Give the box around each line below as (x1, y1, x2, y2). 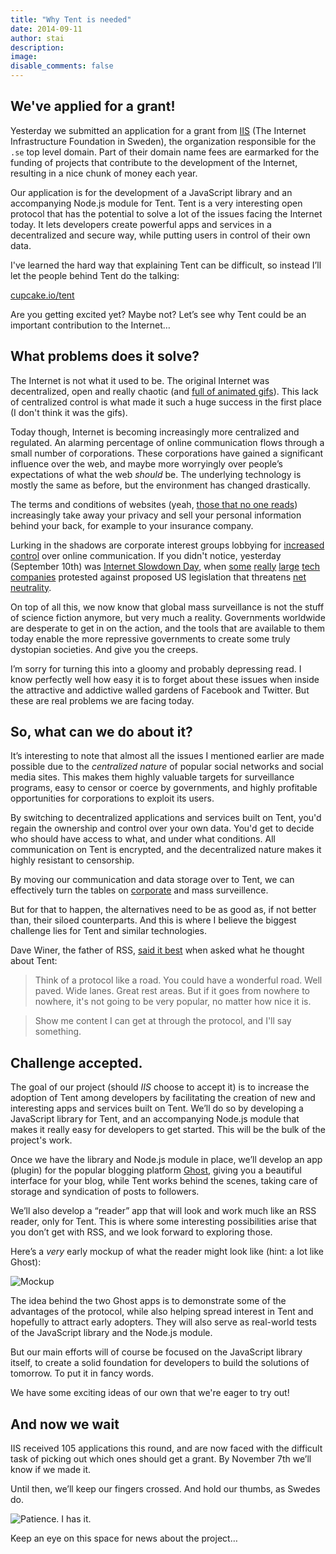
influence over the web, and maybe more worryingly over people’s (10, 457, 283, 470)
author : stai (10, 33, 65, 43)
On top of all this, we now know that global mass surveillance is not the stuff (10, 601, 325, 613)
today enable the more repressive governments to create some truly (10, 632, 291, 645)
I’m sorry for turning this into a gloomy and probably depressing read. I (10, 662, 302, 675)
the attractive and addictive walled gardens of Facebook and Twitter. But (10, 684, 310, 696)
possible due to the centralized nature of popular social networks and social (10, 761, 324, 773)
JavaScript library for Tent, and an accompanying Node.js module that (10, 1113, 300, 1125)
